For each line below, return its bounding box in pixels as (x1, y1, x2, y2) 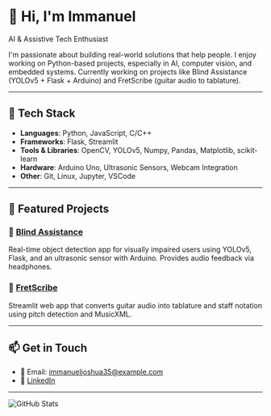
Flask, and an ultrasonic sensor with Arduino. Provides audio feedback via (8, 253, 255, 263)
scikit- (236, 145, 258, 155)
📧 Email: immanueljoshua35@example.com (19, 367, 164, 376)
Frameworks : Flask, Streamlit (19, 137, 119, 146)
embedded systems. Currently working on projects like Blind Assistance (8, 66, 248, 76)
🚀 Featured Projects (8, 202, 110, 216)
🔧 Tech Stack (8, 107, 76, 121)
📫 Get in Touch (8, 342, 88, 355)
